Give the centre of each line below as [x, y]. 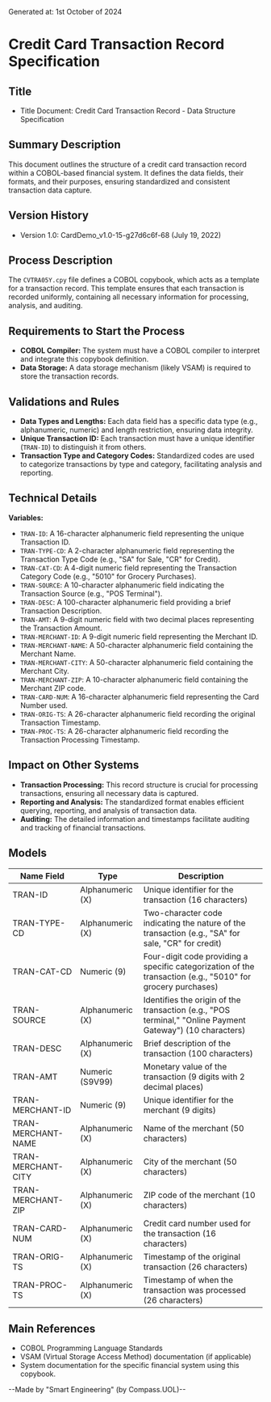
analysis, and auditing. [46, 306]
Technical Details [53, 498]
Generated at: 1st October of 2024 [65, 12]
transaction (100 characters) [198, 1053]
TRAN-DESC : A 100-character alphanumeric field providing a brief [125, 602]
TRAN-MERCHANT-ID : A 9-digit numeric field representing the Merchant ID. [139, 636]
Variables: [26, 518]
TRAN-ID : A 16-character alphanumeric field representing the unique [132, 533]
